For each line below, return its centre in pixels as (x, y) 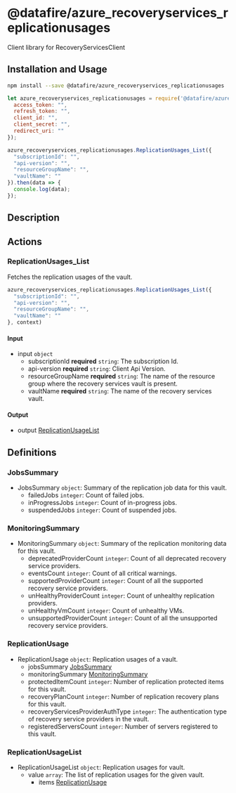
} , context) (25, 322)
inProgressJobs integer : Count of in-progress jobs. (103, 503)
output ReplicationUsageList (58, 431)
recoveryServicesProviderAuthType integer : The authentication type (127, 712)
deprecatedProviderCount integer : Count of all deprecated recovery (127, 558)
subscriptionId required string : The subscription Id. (103, 361)
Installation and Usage (57, 69)
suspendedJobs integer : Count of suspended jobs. (102, 510)
